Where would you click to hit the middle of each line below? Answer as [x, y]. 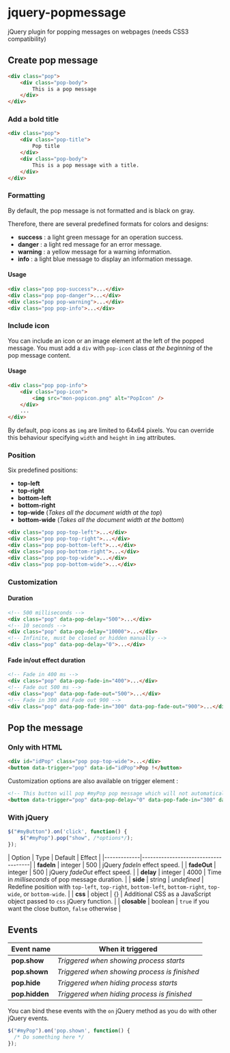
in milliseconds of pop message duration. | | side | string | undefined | [106, 879]
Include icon [29, 325]
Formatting [27, 195]
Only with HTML [35, 747]
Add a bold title [33, 119]
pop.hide [26, 983]
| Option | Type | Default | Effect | [54, 857]
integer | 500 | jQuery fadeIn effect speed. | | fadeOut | [139, 865]
